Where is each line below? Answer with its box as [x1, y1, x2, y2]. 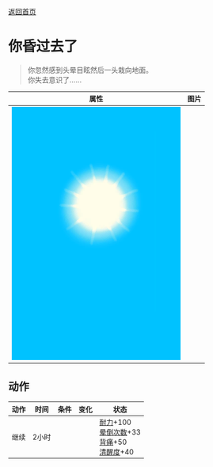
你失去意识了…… [27, 74, 82, 85]
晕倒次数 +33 [99, 427, 141, 437]
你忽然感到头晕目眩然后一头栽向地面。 [27, 65, 153, 74]
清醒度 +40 [99, 446, 135, 457]
